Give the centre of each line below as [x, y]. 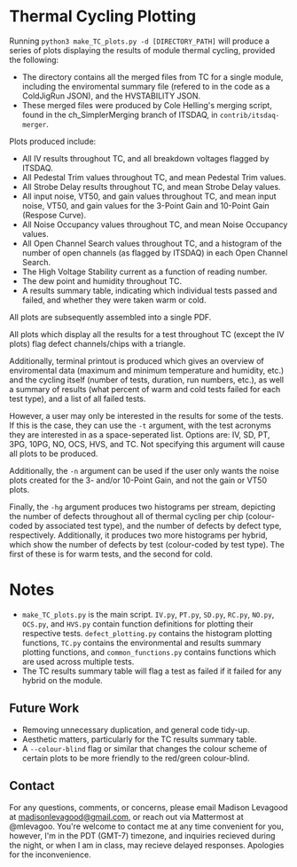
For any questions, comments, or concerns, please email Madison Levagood [148, 807]
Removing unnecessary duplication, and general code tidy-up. [136, 729]
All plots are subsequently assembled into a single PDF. [110, 317]
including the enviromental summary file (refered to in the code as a [146, 86]
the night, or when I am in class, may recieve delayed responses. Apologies [147, 845]
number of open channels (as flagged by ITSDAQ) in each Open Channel [155, 252]
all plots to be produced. [54, 453]
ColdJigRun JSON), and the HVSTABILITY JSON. [111, 96]
